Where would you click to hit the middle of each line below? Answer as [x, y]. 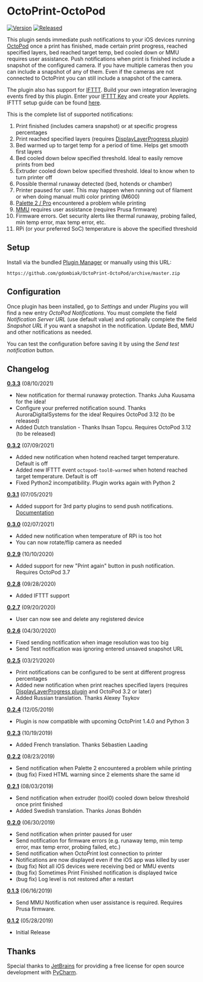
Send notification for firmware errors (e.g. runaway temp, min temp [99, 841]
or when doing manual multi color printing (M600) [78, 196]
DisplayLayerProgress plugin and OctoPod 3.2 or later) [83, 692]
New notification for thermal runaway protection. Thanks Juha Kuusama [105, 395]
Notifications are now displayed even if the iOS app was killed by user [102, 860]
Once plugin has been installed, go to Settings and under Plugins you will [98, 306]
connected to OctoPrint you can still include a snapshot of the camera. [95, 78]
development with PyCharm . [42, 972]
